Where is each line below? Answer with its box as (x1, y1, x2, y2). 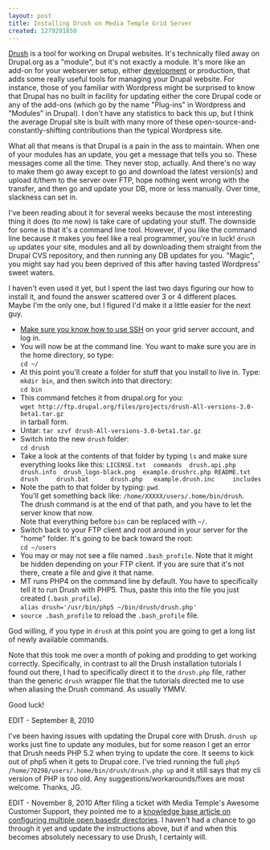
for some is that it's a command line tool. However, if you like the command (8, 225, 257, 235)
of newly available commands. (8, 634, 109, 644)
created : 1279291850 (8, 27, 78, 35)
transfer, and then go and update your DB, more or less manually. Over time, (8, 184, 261, 194)
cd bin (19, 386, 43, 394)
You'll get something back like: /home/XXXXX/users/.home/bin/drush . (19, 491, 245, 501)
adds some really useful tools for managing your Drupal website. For (8, 74, 235, 84)
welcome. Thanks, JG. (8, 782, 83, 792)
